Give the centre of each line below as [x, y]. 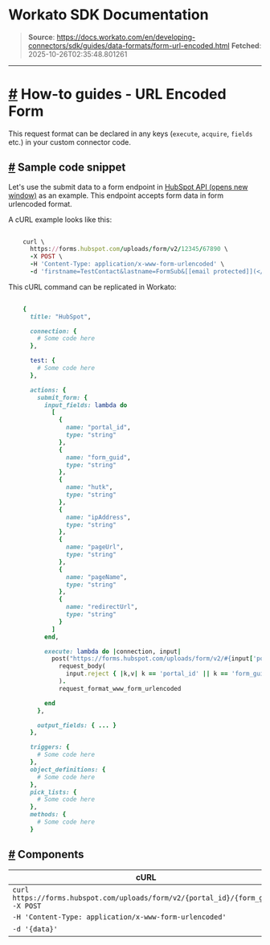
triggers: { [49, 747]
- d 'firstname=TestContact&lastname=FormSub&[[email [120, 272]
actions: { [48, 390]
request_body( [82, 666]
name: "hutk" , [89, 487]
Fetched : [247, 45]
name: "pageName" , [96, 577]
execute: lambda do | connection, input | [112, 651]
